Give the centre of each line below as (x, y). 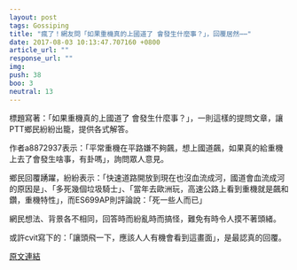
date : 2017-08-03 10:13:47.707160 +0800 (85, 42)
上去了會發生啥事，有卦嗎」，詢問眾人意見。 (89, 158)
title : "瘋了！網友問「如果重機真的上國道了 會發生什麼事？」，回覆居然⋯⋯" (130, 34)
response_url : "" (41, 58)
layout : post (33, 17)
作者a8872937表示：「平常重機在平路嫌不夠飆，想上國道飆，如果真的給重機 (146, 148)
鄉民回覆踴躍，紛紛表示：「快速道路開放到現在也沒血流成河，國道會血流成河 (147, 177)
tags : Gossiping (39, 26)
